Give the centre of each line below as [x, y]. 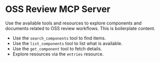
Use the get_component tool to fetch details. [57, 48]
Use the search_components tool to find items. [59, 38]
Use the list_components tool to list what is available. [67, 43]
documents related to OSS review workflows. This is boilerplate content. [80, 28]
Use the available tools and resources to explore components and [73, 23]
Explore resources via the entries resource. [58, 54]
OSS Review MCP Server [58, 9]
